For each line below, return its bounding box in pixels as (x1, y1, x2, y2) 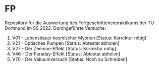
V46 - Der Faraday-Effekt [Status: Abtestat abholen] (12, 51, 121, 57)
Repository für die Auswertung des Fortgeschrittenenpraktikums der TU (5, 20, 154, 26)
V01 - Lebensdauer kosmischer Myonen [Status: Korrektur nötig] (12, 35, 147, 41)
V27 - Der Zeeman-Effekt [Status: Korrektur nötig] (12, 45, 117, 51)
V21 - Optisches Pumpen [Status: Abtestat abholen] (12, 40, 120, 46)
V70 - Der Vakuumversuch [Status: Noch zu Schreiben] (12, 56, 127, 62)
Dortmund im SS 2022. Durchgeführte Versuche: (5, 25, 107, 31)
